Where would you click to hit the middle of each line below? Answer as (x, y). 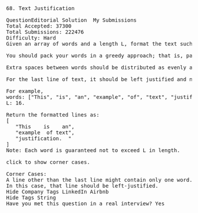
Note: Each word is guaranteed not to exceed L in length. (93, 150)
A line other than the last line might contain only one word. (99, 180)
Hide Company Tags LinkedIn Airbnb (57, 192)
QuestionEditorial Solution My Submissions (72, 20)
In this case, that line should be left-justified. (82, 186)
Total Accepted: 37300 (39, 26)
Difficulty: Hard (31, 38)
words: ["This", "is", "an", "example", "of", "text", (87, 97)
